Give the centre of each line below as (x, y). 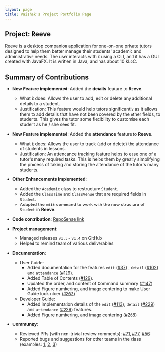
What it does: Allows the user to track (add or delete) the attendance (89, 144)
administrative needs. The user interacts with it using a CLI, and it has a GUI (82, 57)
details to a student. (40, 104)
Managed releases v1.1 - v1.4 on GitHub (61, 238)
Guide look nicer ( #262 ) (51, 294)
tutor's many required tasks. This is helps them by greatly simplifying (90, 159)
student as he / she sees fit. (48, 125)
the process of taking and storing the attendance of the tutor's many (89, 165)
